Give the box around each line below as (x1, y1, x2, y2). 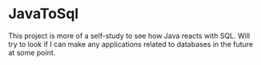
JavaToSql (8, 5, 79, 23)
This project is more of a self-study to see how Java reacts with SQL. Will (8, 31, 251, 40)
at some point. (8, 48, 56, 57)
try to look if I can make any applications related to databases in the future (8, 39, 254, 48)
